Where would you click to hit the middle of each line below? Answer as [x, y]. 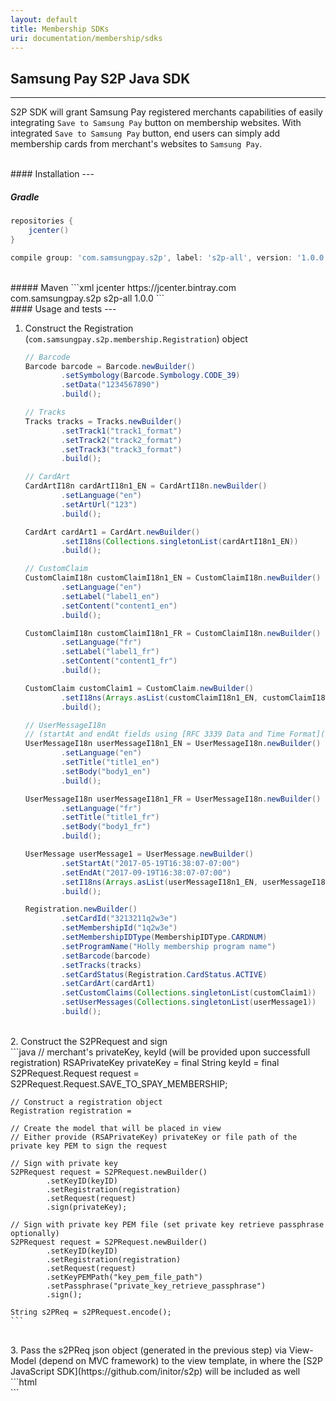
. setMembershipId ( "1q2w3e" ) [119, 928]
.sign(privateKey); [87, 1207]
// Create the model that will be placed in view [116, 1128]
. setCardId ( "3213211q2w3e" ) [119, 919]
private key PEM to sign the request [89, 1146]
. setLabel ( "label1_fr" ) [110, 652]
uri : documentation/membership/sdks [86, 38]
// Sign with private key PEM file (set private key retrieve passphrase [167, 1224]
